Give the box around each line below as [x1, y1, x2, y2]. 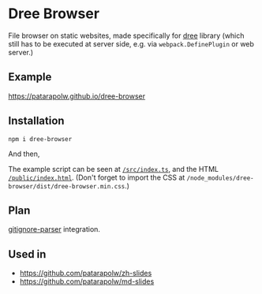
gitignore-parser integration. [8, 225, 101, 234]
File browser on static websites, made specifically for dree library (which [8, 31, 245, 40]
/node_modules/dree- [186, 174, 254, 182]
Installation [8, 114, 65, 128]
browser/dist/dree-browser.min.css [8, 182, 125, 190]
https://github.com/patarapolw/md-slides [19, 277, 155, 286]
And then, [8, 149, 40, 158]
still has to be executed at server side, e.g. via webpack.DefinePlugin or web [8, 39, 255, 48]
